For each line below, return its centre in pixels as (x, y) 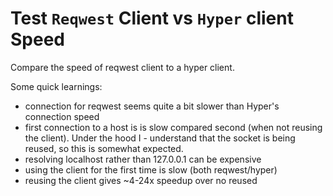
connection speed (62, 116)
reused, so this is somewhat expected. (104, 148)
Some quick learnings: (56, 86)
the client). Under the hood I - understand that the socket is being (160, 138)
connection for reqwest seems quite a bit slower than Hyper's (152, 106)
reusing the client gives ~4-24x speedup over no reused (141, 180)
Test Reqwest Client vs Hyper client (152, 18)
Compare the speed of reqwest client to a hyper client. (122, 67)
